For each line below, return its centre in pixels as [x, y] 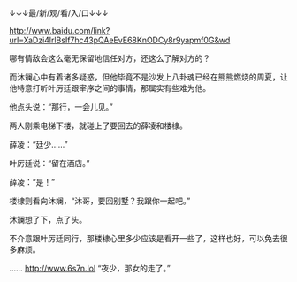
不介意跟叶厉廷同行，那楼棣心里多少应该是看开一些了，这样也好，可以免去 [145, 238]
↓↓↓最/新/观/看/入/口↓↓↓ [59, 13]
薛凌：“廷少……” [38, 145]
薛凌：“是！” [32, 182]
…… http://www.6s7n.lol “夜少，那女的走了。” [90, 268]
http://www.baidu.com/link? [60, 30]
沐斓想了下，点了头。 [48, 220]
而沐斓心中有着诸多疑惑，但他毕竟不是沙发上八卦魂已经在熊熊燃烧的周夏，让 [148, 77]
